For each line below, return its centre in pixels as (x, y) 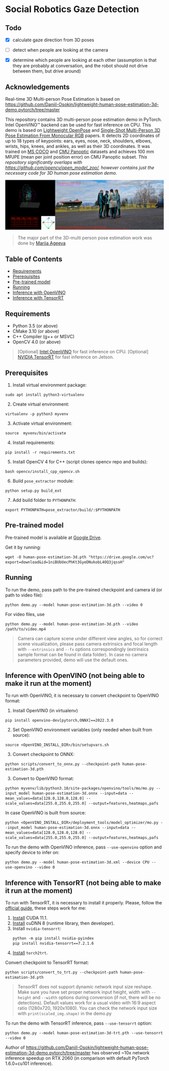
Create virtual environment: (41, 404)
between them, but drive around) (47, 71)
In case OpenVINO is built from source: (46, 813)
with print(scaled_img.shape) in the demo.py (65, 1014)
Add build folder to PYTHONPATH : (44, 500)
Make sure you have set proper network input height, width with (84, 992)
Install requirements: (34, 442)
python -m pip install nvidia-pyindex (53, 939)
